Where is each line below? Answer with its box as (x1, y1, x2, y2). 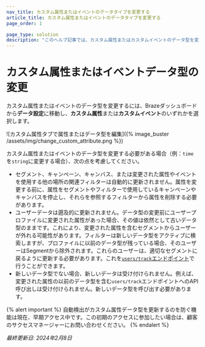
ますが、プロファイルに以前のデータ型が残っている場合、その (26, 239, 181, 247)
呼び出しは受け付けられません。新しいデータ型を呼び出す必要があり (15, 285, 187, 293)
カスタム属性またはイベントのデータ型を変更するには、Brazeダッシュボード (6, 102, 197, 110)
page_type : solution (6, 31, 59, 37)
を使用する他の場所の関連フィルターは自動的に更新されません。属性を (15, 178, 192, 185)
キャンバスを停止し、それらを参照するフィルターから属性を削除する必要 (15, 193, 197, 201)
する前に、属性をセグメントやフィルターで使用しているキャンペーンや (20, 186, 196, 193)
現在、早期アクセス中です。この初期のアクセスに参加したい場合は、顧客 (16, 313, 198, 321)
